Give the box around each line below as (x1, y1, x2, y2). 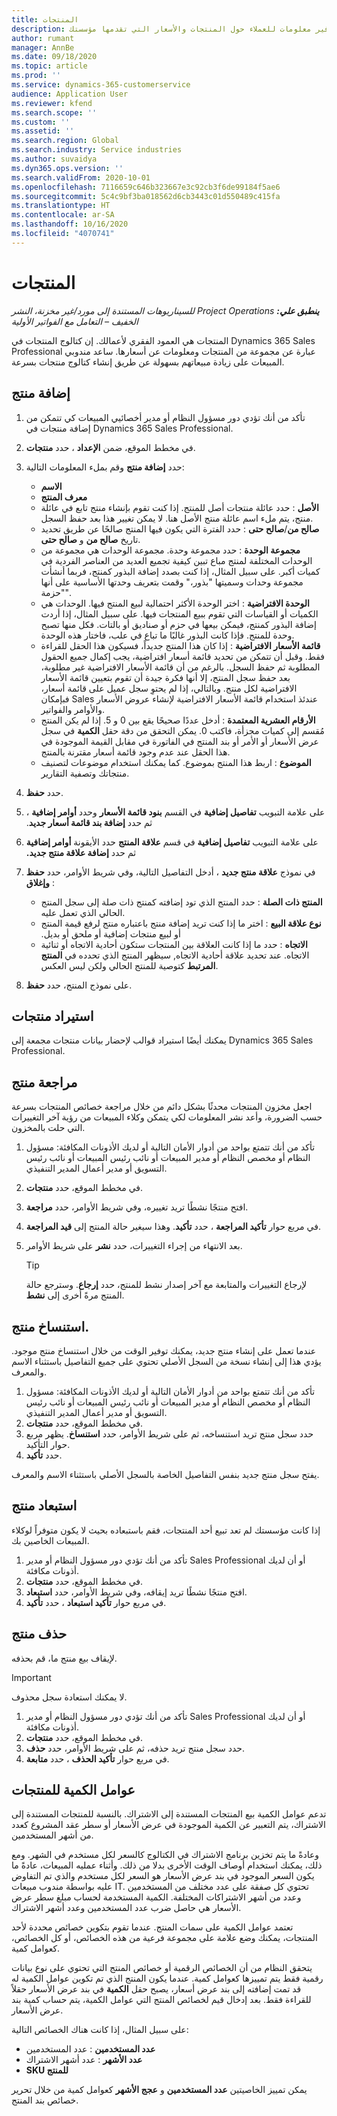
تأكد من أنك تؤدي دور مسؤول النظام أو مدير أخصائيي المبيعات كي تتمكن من (25, 411, 306, 423)
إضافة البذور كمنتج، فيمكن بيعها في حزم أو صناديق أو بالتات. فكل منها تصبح (40, 618, 317, 630)
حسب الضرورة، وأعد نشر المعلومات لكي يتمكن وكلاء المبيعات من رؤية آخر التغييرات (11, 1111, 323, 1123)
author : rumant (11, 33, 75, 43)
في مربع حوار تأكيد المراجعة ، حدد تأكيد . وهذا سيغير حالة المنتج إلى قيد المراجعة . (25, 1221, 321, 1233)
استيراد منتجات (11, 1007, 94, 1025)
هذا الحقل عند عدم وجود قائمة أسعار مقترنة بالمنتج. (40, 746, 231, 758)
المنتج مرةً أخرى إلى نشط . (25, 1289, 125, 1301)
